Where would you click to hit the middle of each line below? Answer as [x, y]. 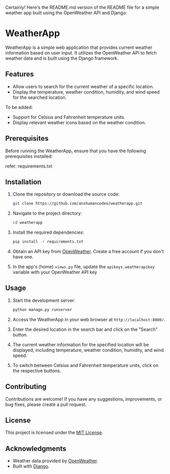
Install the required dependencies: [48, 232]
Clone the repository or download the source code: [66, 194]
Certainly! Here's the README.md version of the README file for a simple [82, 7]
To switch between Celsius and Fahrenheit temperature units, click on [86, 365]
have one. [23, 257]
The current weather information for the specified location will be [81, 344]
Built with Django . [31, 466]
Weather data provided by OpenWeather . [55, 461]
